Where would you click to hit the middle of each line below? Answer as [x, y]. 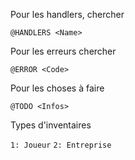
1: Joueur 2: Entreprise [61, 145]
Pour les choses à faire [57, 88]
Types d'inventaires [51, 125]
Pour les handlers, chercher [67, 14]
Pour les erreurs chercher [63, 51]
